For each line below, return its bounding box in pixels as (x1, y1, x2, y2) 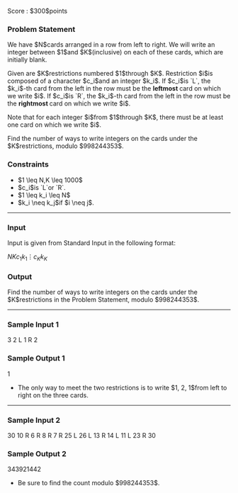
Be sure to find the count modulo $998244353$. (17, 479, 160, 487)
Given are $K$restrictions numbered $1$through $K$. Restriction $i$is (7, 69, 213, 78)
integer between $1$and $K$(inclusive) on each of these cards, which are (7, 48, 224, 57)
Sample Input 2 (7, 415, 60, 425)
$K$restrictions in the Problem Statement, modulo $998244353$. (7, 295, 200, 304)
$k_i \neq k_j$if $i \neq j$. (17, 198, 94, 207)
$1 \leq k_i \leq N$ (17, 191, 71, 199)
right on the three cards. (17, 390, 89, 399)
